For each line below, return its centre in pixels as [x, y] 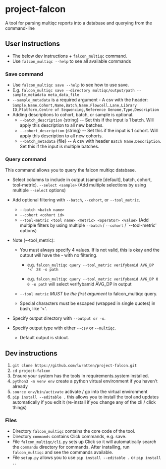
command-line [20, 28]
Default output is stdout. [44, 338]
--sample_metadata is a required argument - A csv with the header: [80, 100]
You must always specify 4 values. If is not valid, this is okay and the [90, 250]
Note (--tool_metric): [33, 240]
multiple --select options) [39, 190]
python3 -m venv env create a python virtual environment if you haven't [85, 381]
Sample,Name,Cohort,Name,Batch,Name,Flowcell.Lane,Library [75, 105]
